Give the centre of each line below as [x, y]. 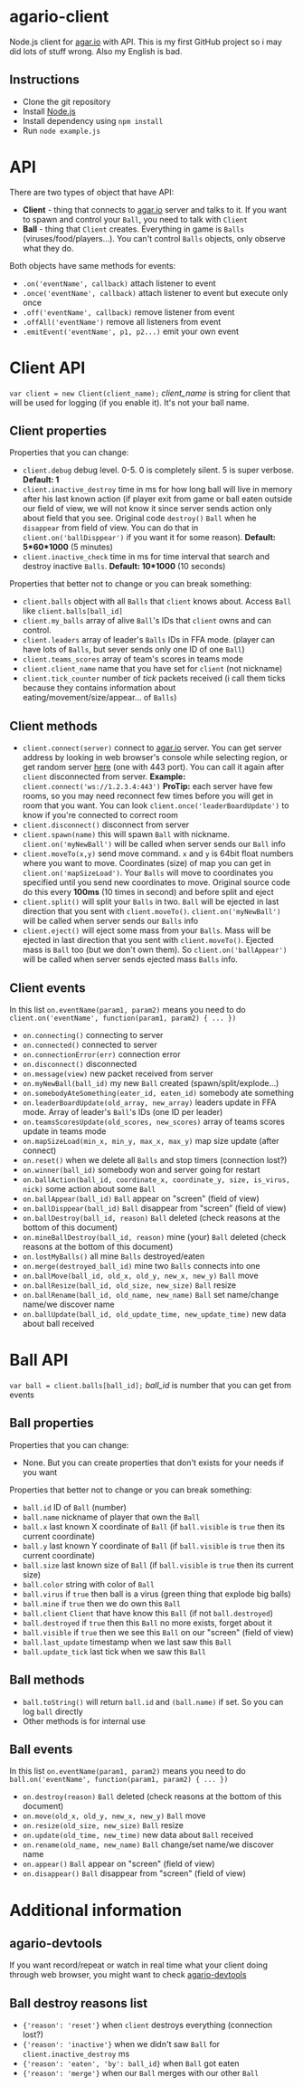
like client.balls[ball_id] [73, 611]
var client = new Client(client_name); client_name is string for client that [150, 393]
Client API [47, 367]
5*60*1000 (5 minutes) [67, 547]
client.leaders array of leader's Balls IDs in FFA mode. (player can [149, 640]
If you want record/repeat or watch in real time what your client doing [139, 1965]
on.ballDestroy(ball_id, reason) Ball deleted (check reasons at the [151, 1218]
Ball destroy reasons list [79, 2003]
